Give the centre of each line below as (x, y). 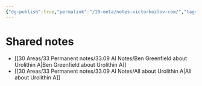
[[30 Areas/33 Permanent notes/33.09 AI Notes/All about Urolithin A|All (103, 71)
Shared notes (40, 41)
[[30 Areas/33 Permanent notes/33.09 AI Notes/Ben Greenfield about (101, 58)
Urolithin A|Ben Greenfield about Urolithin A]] (71, 64)
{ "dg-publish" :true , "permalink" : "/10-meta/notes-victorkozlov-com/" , (95, 12)
